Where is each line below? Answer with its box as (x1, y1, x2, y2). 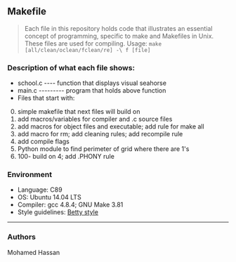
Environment (7, 170, 53, 180)
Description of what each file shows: (7, 63, 136, 72)
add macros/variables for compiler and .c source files (17, 115, 173, 124)
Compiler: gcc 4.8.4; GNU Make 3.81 (17, 200, 124, 209)
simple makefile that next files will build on (17, 107, 140, 116)
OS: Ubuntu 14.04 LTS (17, 193, 82, 202)
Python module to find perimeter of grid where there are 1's (17, 145, 190, 153)
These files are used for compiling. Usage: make (24, 39, 162, 48)
